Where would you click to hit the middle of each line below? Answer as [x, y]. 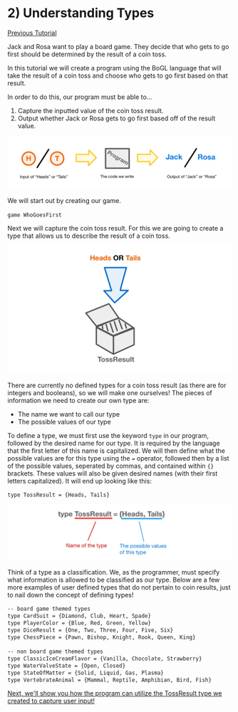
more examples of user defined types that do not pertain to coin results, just [119, 587]
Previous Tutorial [32, 33]
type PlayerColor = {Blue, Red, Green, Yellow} [79, 623]
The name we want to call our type [68, 414]
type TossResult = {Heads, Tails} [59, 495]
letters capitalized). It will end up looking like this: [79, 481]
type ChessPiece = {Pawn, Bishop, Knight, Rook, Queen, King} [102, 637]
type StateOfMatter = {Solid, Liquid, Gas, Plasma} [86, 673]
